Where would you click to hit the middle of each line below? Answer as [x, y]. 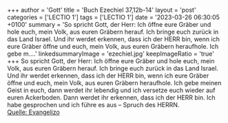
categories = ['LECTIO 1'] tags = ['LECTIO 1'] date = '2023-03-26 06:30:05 [114, 17]
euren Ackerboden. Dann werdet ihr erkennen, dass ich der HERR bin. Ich [111, 98]
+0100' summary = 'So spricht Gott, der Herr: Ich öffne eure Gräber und [109, 24]
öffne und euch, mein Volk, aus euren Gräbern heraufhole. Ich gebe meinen [114, 83]
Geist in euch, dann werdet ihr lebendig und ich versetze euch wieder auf [111, 90]
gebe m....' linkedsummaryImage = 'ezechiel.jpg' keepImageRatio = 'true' [111, 54]
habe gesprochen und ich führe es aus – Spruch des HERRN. [93, 105]
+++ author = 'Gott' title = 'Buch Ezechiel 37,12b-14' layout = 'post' [102, 10]
